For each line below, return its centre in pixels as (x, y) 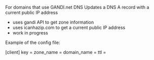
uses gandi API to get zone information (53, 22)
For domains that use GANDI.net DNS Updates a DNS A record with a (77, 7)
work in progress (30, 33)
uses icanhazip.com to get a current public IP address (69, 27)
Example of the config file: (33, 42)
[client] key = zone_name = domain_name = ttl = (56, 52)
